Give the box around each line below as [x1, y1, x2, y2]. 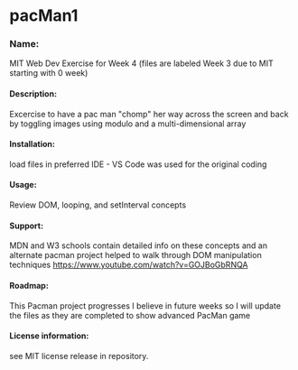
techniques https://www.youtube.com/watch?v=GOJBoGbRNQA [9, 259, 248, 271]
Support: [9, 220, 43, 231]
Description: [9, 88, 57, 99]
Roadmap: [9, 280, 50, 291]
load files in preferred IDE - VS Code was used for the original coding [9, 159, 267, 170]
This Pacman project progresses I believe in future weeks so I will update [9, 300, 282, 311]
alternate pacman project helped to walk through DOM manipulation [9, 250, 262, 261]
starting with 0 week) [9, 68, 88, 79]
